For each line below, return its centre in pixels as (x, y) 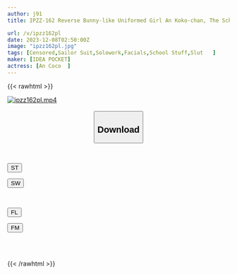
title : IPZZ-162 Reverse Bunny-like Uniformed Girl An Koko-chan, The (113, 20)
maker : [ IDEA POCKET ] (39, 60)
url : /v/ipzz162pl (34, 33)
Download (119, 130)
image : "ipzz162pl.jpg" (42, 47)
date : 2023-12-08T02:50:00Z (49, 40)
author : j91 (25, 14)
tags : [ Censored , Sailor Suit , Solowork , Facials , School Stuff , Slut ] (112, 53)
